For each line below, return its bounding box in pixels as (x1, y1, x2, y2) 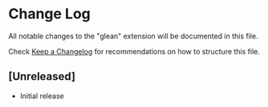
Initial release (19, 91, 64, 101)
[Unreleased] (8, 69, 76, 84)
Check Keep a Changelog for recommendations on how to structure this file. (8, 46, 261, 56)
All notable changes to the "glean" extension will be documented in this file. (8, 31, 258, 41)
